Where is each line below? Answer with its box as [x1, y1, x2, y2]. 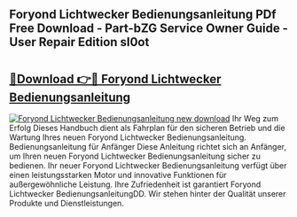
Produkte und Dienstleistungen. [9, 198, 124, 208]
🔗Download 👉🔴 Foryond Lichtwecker [9, 71, 222, 87]
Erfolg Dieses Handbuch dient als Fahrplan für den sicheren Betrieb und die [9, 123, 285, 133]
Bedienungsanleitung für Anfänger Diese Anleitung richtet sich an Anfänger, [9, 142, 286, 151]
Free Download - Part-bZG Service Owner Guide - [9, 21, 288, 36]
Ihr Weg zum [231, 113, 279, 123]
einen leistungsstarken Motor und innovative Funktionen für [9, 170, 228, 180]
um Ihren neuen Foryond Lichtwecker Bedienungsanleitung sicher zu [9, 151, 262, 161]
